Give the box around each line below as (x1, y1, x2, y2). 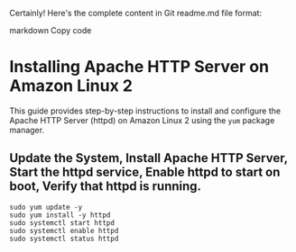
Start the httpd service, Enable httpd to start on (9, 165, 281, 180)
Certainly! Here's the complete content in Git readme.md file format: (9, 8, 263, 18)
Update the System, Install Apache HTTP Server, (9, 150, 289, 166)
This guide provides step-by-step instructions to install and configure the (9, 105, 282, 116)
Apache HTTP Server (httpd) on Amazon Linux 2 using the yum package (9, 114, 275, 125)
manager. (9, 124, 45, 135)
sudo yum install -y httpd (9, 211, 111, 220)
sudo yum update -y (9, 202, 83, 211)
